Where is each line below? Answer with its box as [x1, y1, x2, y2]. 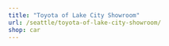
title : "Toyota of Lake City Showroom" [8, 11, 140, 19]
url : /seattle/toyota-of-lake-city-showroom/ [8, 19, 161, 27]
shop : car [8, 26, 41, 34]
